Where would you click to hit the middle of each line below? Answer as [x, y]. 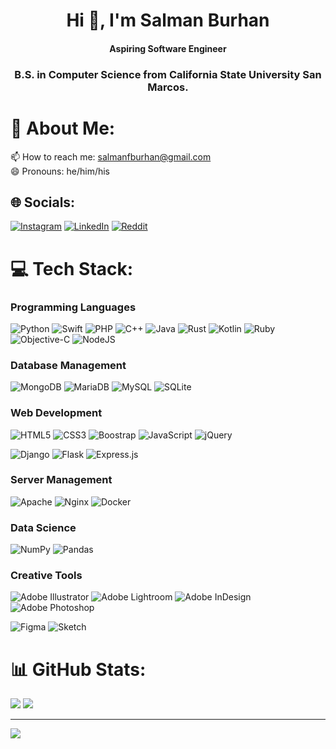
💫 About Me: [63, 128]
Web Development [56, 413]
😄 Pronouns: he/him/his [60, 171]
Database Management [68, 365]
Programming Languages [73, 307]
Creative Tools [46, 576]
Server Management [61, 480]
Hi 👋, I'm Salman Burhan [168, 20]
